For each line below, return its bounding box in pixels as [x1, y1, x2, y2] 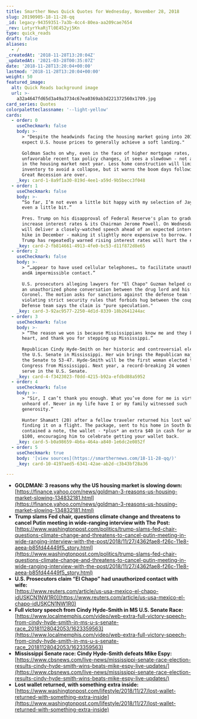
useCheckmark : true [16, 449, 64, 456]
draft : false [6, 36, 38, 42]
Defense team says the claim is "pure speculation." [21, 303, 154, 309]
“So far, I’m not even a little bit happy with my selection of [21, 199, 182, 205]
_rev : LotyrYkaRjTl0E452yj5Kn [6, 25, 80, 31]
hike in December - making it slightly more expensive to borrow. [21, 232, 188, 238]
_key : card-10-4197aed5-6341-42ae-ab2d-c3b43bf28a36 [16, 461, 148, 466]
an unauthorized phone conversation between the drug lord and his [21, 287, 191, 292]
